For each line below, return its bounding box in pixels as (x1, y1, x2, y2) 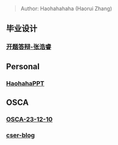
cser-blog (6, 131, 35, 139)
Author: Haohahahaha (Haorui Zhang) (20, 5, 112, 12)
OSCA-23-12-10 (6, 115, 53, 123)
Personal (6, 62, 40, 72)
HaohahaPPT (6, 79, 45, 88)
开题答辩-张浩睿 (6, 43, 52, 51)
